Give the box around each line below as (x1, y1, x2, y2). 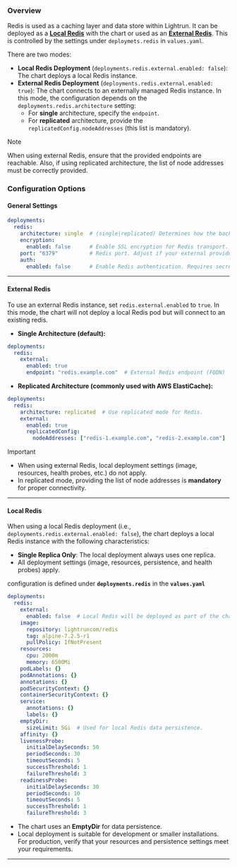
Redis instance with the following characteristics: (7, 537, 150, 545)
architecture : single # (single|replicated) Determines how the (20, 230, 217, 238)
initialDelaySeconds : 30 (25, 783, 99, 790)
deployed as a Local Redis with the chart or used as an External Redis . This (7, 29, 228, 37)
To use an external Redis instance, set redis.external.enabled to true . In (7, 301, 220, 309)
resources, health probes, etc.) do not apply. (17, 468, 147, 478)
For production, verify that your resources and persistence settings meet (17, 837, 229, 846)
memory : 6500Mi (25, 659, 71, 666)
